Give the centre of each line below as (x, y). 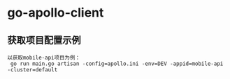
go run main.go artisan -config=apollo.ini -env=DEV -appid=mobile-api (117, 64)
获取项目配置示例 (44, 40)
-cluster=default (33, 70)
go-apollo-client (56, 13)
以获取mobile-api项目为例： (44, 58)
